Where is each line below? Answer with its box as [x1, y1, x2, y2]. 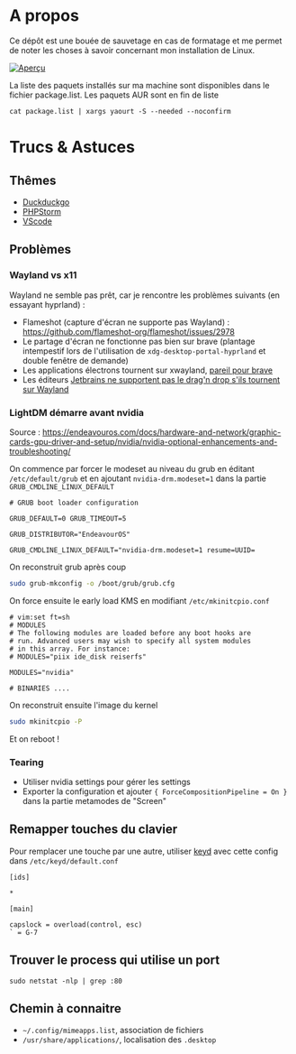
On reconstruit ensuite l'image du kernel [9, 699, 158, 710]
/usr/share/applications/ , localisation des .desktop [22, 1034, 217, 1045]
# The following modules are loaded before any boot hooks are [9, 628, 252, 637]
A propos [9, 5, 79, 26]
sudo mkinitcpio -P [9, 717, 83, 726]
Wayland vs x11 [9, 269, 77, 282]
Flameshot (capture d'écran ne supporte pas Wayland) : [22, 317, 230, 328]
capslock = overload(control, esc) [9, 920, 143, 929]
